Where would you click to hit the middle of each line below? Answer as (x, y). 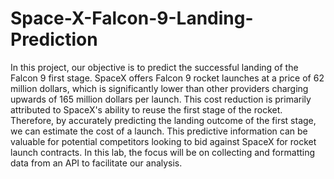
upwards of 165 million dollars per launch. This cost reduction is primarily (161, 99)
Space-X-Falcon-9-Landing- (132, 18)
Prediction (54, 39)
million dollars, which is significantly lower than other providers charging (159, 88)
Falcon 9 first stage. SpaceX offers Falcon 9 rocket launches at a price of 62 (167, 78)
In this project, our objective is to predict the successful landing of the (154, 67)
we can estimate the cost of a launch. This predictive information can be (159, 131)
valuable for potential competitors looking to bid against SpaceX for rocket (163, 141)
